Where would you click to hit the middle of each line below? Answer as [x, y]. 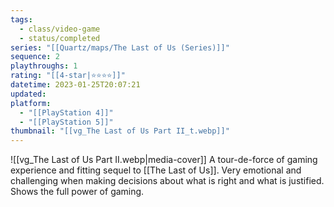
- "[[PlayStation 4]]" [66, 112]
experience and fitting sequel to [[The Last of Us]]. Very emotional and [156, 170]
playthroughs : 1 [44, 66]
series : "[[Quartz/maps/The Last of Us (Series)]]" [120, 47]
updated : [28, 94]
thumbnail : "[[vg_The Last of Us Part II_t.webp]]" [120, 131]
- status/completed [60, 38]
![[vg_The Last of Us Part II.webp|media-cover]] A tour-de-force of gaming [164, 160]
